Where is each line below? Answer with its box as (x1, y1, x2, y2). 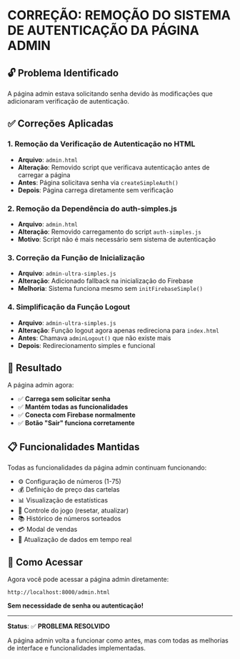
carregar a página (17, 170, 71, 179)
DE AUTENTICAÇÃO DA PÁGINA (7, 22, 200, 39)
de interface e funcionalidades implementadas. (7, 644, 146, 653)
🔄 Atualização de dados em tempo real (17, 535, 132, 544)
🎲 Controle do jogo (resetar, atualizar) (17, 506, 129, 515)
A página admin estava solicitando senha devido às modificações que (7, 89, 213, 98)
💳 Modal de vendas (17, 525, 78, 534)
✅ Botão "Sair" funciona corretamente (17, 419, 135, 427)
